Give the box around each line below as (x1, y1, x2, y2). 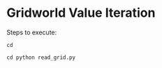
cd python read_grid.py (6, 54, 76, 61)
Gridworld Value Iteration (6, 5, 156, 21)
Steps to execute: (6, 28, 57, 36)
